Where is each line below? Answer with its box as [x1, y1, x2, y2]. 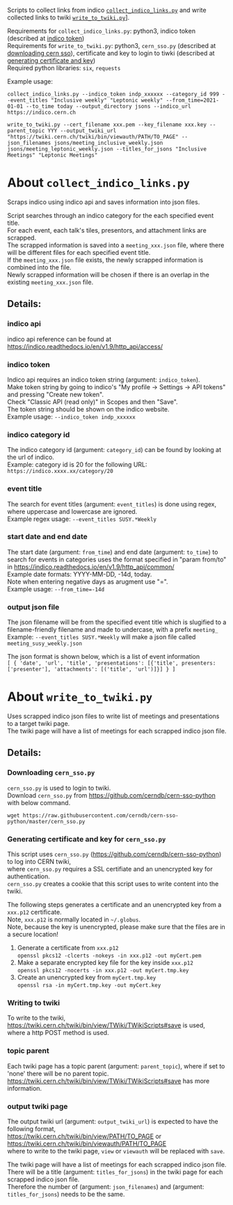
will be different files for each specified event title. [7, 248, 151, 256]
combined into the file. [7, 263, 72, 271]
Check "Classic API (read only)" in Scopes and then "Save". [7, 397, 179, 406]
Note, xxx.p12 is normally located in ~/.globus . [7, 915, 141, 924]
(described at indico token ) [7, 34, 85, 42]
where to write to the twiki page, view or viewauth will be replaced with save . [7, 1146, 225, 1155]
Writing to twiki [7, 997, 61, 1007]
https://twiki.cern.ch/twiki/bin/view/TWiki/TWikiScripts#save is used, [7, 1021, 205, 1029]
